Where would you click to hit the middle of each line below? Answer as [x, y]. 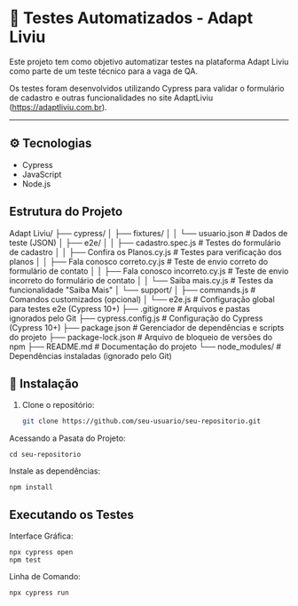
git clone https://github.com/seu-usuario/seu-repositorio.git [141, 421]
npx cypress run [39, 593]
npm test [25, 560]
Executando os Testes [72, 514]
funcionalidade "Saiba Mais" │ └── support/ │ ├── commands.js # [133, 290]
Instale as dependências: [55, 471]
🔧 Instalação [44, 383]
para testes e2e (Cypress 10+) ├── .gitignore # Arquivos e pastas [129, 308]
